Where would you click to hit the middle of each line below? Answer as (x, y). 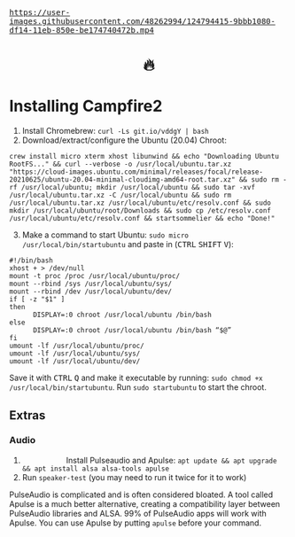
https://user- (40, 12)
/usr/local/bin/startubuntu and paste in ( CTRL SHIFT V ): (128, 245)
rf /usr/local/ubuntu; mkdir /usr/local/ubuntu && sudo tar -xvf (132, 188)
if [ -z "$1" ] (37, 300)
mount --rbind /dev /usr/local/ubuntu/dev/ (91, 292)
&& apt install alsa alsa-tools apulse (96, 469)
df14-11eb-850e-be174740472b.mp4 (82, 30)
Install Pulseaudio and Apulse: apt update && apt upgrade (171, 460)
